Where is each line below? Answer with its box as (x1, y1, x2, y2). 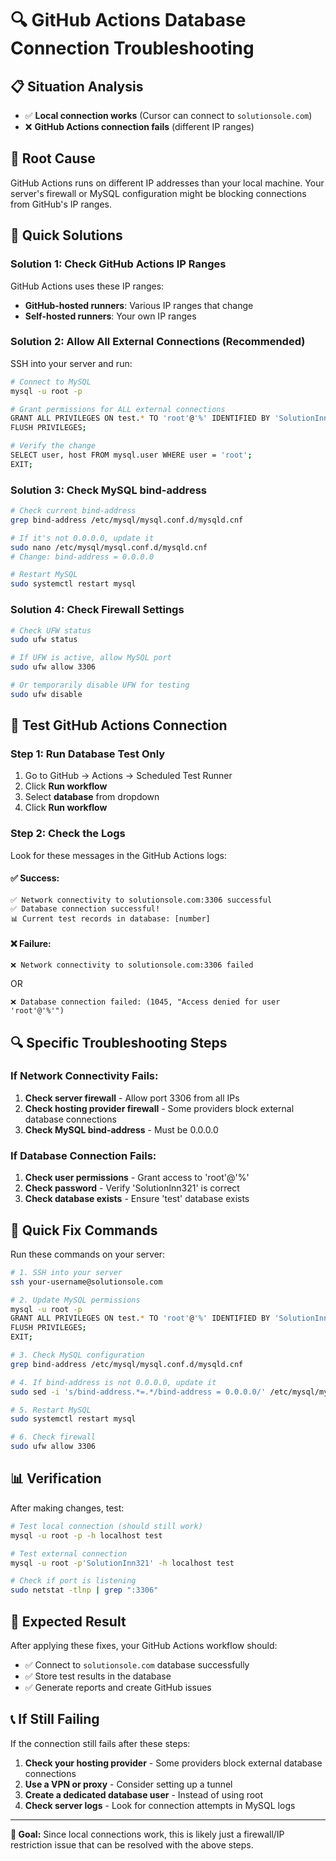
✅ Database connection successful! (10, 903, 161, 914)
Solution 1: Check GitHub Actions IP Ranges (10, 257, 227, 271)
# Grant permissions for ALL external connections (10, 404, 226, 414)
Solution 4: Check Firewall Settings (10, 603, 185, 617)
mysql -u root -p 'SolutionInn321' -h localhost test (10, 1558, 235, 1568)
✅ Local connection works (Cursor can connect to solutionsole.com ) (24, 110, 313, 121)
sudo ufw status (10, 635, 78, 645)
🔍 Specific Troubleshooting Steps (10, 1034, 228, 1051)
